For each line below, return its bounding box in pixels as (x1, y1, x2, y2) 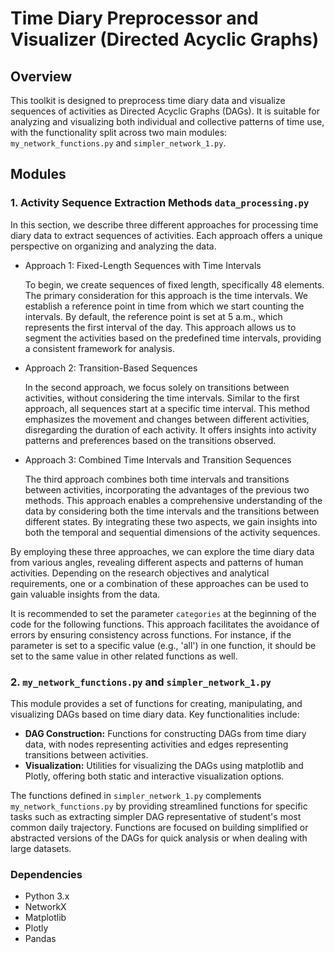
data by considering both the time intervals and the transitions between (24, 505, 320, 517)
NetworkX (24, 901, 67, 913)
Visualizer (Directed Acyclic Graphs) (10, 28, 320, 51)
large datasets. (10, 842, 72, 854)
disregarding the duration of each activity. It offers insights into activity (24, 423, 317, 436)
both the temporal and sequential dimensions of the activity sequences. (24, 526, 321, 538)
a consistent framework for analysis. (24, 342, 175, 354)
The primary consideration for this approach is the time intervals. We (24, 289, 308, 301)
